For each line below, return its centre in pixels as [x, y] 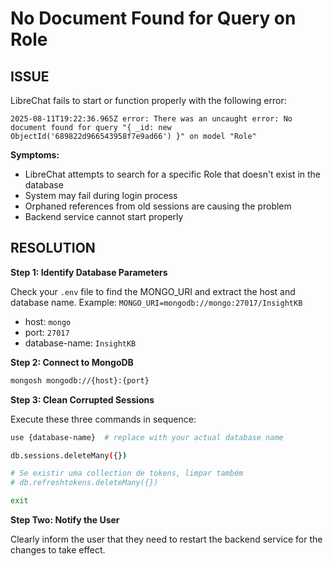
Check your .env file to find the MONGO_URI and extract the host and [153, 291]
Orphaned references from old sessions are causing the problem [158, 206]
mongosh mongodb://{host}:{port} [80, 380]
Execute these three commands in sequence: [103, 419]
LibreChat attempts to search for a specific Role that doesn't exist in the [173, 174]
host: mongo [48, 321]
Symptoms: [35, 155]
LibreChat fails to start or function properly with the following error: [148, 100]
